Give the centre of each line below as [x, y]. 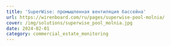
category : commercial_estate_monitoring [58, 34]
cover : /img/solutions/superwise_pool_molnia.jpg [70, 23]
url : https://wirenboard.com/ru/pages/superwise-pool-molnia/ [85, 17]
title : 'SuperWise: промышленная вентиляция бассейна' [76, 12]
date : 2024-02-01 [28, 28]
